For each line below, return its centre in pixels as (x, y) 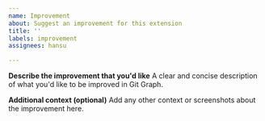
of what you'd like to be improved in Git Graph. (86, 85)
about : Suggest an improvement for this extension (95, 23)
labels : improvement (43, 38)
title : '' (25, 31)
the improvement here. (46, 109)
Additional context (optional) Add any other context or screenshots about (132, 100)
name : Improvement (39, 16)
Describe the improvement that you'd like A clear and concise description (133, 76)
